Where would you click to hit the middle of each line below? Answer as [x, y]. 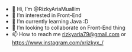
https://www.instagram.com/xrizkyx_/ [57, 43]
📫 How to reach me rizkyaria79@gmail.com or [69, 34]
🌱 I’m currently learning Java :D [50, 21]
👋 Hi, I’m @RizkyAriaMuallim [46, 9]
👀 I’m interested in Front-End [46, 15]
